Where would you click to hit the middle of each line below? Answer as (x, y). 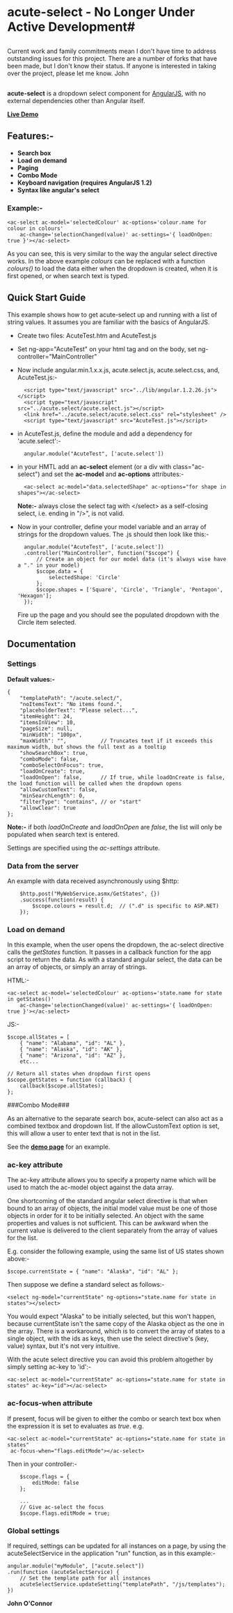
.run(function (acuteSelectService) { (63, 1573)
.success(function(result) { (62, 900)
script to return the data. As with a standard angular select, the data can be (115, 960)
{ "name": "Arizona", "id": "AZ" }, (73, 1056)
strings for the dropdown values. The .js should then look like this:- (113, 534)
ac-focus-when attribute (50, 1403)
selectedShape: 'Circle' (85, 577)
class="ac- (189, 466)
